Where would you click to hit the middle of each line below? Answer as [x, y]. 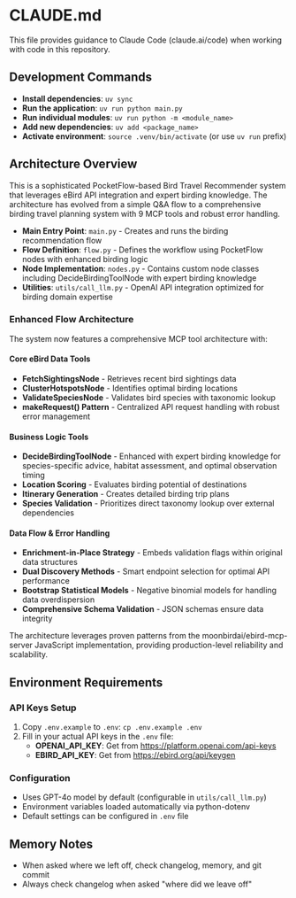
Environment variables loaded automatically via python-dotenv [136, 807]
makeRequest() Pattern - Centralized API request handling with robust [151, 407]
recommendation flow [62, 240]
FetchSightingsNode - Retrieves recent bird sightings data [129, 379]
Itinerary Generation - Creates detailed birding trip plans [125, 494]
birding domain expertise [67, 297]
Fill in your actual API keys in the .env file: [98, 737]
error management [56, 416]
